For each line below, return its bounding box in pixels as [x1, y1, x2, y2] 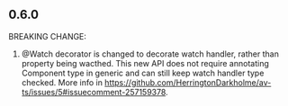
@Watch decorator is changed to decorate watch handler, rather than [21, 49, 280, 59]
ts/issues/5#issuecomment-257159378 [21, 86, 166, 97]
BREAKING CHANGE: [8, 31, 87, 41]
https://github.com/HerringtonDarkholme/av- [103, 76, 272, 88]
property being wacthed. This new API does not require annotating [21, 57, 269, 68]
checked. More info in [21, 76, 103, 88]
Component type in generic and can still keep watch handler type [21, 67, 265, 78]
